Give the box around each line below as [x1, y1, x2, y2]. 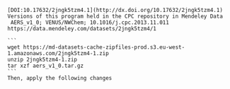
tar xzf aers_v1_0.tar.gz [7, 62, 84, 69]
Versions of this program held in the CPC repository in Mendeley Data [7, 13, 223, 20]
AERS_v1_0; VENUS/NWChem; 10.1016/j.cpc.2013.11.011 [10, 19, 170, 26]
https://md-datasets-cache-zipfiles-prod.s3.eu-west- [23, 44, 185, 51]
